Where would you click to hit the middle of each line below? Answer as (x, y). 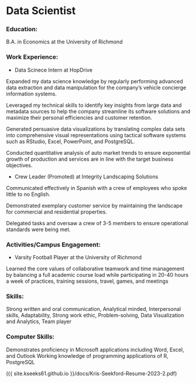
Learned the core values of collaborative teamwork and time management (95, 269)
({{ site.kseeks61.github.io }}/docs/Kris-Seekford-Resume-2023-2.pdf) (92, 373)
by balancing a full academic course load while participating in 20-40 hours (97, 275)
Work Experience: (32, 57)
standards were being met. (39, 229)
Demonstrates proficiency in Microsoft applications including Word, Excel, (95, 350)
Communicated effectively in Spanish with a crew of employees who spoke (97, 188)
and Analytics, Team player (39, 321)
